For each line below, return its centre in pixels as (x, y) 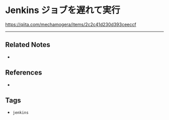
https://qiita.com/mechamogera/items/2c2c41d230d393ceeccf (71, 24)
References (24, 73)
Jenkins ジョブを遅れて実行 (63, 10)
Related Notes (28, 45)
